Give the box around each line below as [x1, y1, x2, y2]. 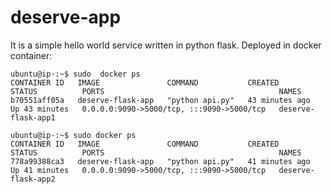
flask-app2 [10, 174, 56, 184]
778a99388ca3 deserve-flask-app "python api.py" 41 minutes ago [10, 156, 311, 166]
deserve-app [10, 6, 122, 29]
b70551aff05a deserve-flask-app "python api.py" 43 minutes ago [10, 95, 311, 105]
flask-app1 [10, 112, 56, 123]
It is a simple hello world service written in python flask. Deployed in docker [10, 39, 322, 51]
